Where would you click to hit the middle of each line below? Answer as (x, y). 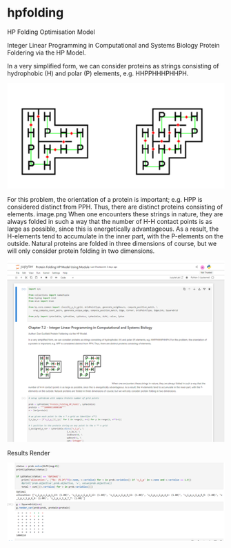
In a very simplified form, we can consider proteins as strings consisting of (113, 66)
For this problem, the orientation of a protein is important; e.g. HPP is (105, 200)
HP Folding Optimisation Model (51, 32)
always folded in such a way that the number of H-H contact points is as (110, 222)
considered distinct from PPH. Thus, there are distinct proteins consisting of (115, 207)
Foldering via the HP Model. (47, 53)
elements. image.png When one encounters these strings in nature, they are (115, 214)
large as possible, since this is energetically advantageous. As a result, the (113, 229)
